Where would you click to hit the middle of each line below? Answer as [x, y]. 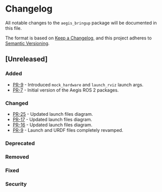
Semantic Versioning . [27, 43]
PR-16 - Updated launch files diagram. [52, 125]
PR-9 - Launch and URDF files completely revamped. [68, 130]
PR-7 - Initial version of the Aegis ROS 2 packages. [66, 90]
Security [16, 184]
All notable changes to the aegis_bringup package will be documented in [81, 23]
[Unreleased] [27, 59]
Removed [17, 157]
